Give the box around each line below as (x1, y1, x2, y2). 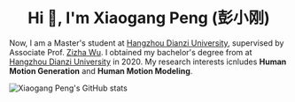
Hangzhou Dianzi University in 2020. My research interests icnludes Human (9, 56, 287, 67)
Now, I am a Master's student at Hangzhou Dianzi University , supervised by (9, 37, 284, 48)
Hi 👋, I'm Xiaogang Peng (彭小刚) (27, 8, 270, 28)
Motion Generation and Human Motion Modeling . (9, 65, 193, 76)
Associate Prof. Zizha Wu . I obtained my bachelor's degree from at (9, 47, 252, 57)
